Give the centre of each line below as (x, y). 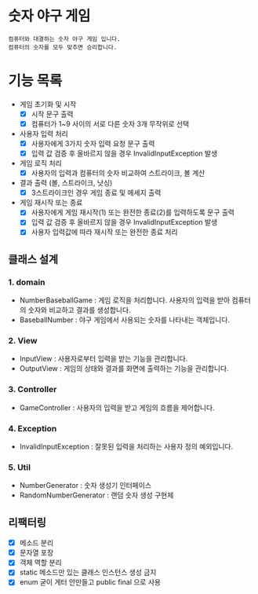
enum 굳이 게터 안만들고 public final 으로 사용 (90, 582)
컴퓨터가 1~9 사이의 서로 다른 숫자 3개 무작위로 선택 (110, 123)
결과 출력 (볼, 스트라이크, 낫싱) (66, 183)
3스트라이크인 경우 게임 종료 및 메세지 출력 (96, 192)
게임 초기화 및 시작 (48, 104)
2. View (23, 341)
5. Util (20, 467)
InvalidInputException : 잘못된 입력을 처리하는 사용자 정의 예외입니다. (126, 447)
